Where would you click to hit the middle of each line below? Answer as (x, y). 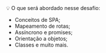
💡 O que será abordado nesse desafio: (53, 8)
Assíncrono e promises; (44, 32)
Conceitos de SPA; (37, 20)
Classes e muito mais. (41, 45)
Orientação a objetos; (41, 39)
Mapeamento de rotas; (42, 26)
